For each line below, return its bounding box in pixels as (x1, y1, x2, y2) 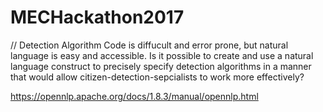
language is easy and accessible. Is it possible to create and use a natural (10, 49, 314, 61)
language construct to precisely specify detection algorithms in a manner (10, 60, 312, 72)
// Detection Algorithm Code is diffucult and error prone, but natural (10, 39, 289, 51)
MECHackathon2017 (10, 6, 185, 29)
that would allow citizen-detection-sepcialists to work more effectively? (10, 71, 305, 83)
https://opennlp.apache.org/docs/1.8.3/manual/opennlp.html (10, 90, 259, 102)
